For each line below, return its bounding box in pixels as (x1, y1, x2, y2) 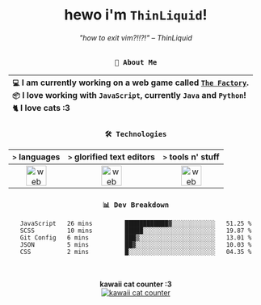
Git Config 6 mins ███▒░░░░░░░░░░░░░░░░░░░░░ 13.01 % (19, 234, 252, 242)
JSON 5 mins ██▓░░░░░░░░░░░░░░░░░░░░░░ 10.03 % (19, 241, 252, 249)
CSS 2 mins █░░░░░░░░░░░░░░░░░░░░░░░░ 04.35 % (19, 248, 252, 256)
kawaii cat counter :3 (99, 279, 172, 289)
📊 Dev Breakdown (102, 200, 170, 210)
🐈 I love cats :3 (12, 102, 70, 113)
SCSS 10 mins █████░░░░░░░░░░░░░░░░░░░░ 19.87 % (19, 227, 252, 235)
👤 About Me (114, 58, 158, 67)
